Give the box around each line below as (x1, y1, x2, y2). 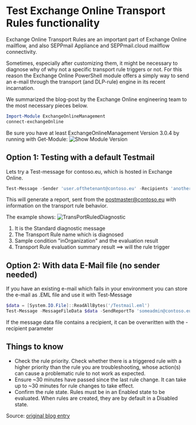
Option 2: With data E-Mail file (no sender (6, 260, 160, 270)
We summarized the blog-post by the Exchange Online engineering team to (6, 95, 187, 103)
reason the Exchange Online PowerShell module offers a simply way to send (6, 72, 190, 79)
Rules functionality (6, 16, 100, 30)
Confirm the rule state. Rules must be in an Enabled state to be (14, 388, 165, 395)
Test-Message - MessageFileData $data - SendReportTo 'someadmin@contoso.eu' (6, 308, 194, 314)
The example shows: (6, 213, 56, 220)
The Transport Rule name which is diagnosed (14, 231, 124, 238)
